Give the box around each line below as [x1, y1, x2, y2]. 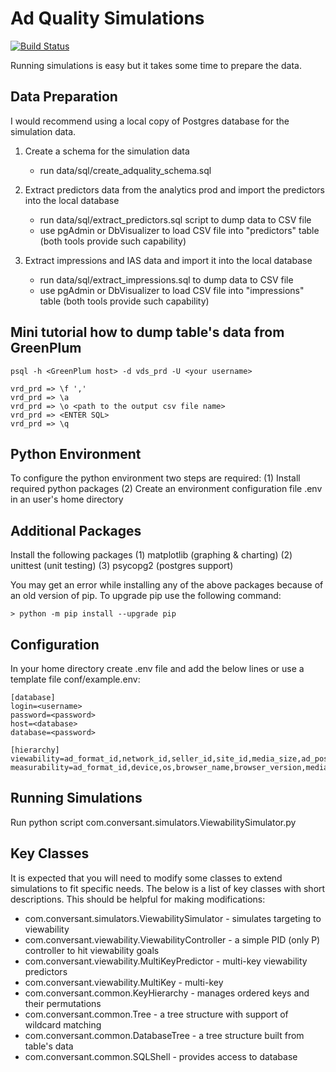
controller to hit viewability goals [24, 944, 160, 956]
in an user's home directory [10, 493, 124, 506]
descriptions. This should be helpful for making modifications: [10, 893, 266, 905]
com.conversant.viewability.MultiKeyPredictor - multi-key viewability [24, 955, 308, 967]
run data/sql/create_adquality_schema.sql [39, 164, 212, 176]
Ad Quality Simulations [10, 7, 205, 30]
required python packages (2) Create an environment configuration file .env [10, 483, 323, 495]
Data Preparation [10, 88, 118, 106]
